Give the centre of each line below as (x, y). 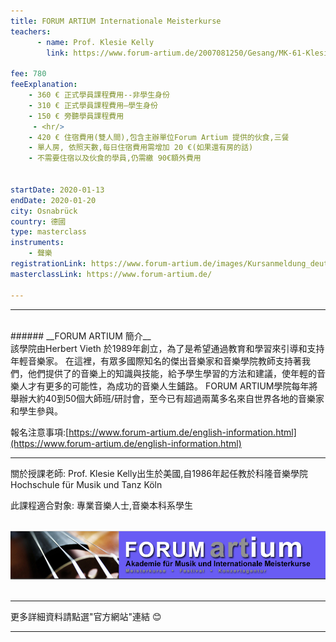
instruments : (37, 243)
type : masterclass (48, 232)
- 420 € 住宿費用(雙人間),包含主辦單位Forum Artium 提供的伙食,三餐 (159, 137)
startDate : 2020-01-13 (57, 190)
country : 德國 (38, 221)
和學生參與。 (36, 411)
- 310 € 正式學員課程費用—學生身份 (93, 105)
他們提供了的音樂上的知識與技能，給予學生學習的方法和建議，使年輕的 (172, 373)
